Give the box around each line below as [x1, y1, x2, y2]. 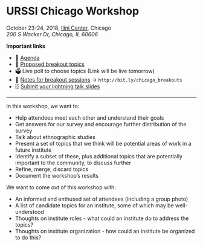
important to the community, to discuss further [14, 159, 132, 166]
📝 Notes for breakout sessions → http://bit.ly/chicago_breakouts [14, 76, 182, 83]
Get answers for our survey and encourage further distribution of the [14, 120, 187, 128]
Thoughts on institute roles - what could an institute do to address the [14, 215, 189, 222]
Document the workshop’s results [14, 172, 99, 179]
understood [14, 208, 44, 215]
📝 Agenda [14, 54, 40, 61]
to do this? [14, 234, 42, 241]
